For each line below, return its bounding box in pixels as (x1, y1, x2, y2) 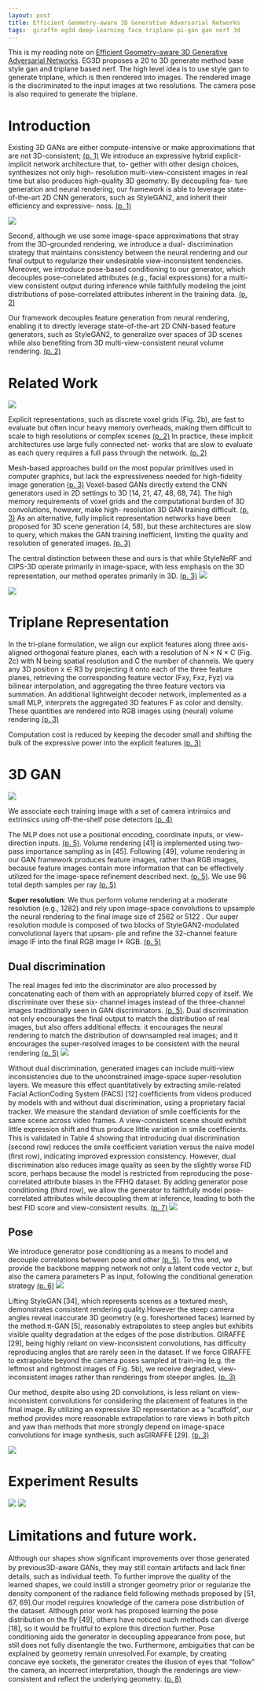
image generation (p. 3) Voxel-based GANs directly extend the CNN (8, 480, 228, 489)
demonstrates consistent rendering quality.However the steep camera (8, 1305, 235, 1314)
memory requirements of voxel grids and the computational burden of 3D (8, 496, 245, 507)
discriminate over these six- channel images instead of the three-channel (8, 997, 245, 1006)
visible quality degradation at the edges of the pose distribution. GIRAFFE (8, 1329, 246, 1339)
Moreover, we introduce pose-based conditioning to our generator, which (8, 265, 246, 274)
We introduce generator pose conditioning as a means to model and (8, 1246, 229, 1256)
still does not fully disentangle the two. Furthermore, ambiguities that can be (8, 1640, 255, 1649)
